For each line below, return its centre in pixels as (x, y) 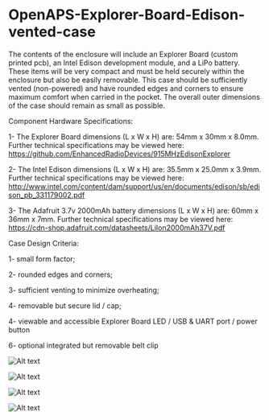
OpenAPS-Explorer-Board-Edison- (127, 15)
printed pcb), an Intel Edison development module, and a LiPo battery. (124, 63)
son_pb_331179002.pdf (47, 195)
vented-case (52, 32)
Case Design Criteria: (43, 243)
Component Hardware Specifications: (71, 121)
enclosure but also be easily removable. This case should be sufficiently (128, 80)
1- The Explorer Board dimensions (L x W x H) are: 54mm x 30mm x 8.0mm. (134, 136)
